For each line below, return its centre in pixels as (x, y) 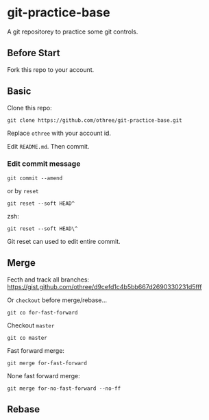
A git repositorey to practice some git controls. (73, 32)
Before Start (34, 53)
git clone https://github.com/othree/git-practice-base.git (95, 120)
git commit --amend (35, 178)
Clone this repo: (30, 108)
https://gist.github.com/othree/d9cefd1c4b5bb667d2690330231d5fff (104, 286)
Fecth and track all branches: (48, 280)
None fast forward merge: (44, 375)
